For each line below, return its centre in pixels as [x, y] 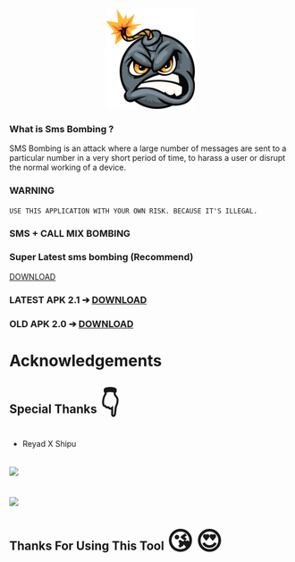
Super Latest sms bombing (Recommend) [101, 257]
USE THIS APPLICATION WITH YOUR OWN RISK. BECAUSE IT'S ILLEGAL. [133, 211]
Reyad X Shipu [49, 443]
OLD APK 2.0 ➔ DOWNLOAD [72, 323]
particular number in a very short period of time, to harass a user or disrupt [147, 158]
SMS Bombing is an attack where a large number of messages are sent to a [148, 148]
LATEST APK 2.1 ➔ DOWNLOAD [78, 299]
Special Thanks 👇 [65, 404]
